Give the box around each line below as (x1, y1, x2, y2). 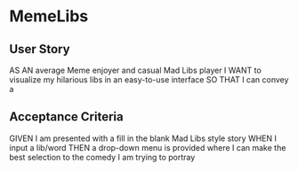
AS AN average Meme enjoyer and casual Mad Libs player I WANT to (9, 65, 262, 75)
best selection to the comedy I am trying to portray (9, 152, 196, 162)
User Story (9, 42, 70, 57)
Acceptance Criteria (9, 109, 124, 125)
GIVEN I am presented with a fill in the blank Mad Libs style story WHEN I (9, 133, 278, 144)
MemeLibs (9, 6, 89, 27)
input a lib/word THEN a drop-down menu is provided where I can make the (9, 142, 286, 152)
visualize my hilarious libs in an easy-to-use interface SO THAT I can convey (9, 74, 289, 85)
